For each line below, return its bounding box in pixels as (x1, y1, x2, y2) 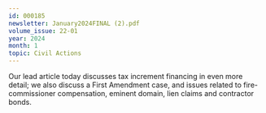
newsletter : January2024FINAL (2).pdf (8, 19, 140, 27)
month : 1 (8, 42, 38, 50)
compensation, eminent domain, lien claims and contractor (57, 89, 255, 98)
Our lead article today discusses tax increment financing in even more (8, 72, 243, 81)
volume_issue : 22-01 (8, 27, 79, 35)
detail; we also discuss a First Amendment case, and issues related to (8, 80, 242, 90)
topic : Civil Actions (8, 49, 82, 57)
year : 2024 (8, 34, 46, 43)
